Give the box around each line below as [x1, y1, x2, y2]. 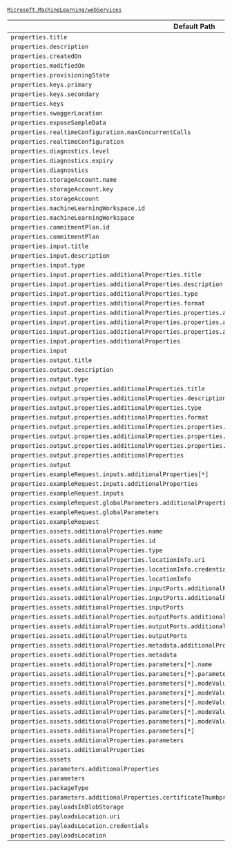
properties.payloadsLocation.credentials [10, 822, 149, 829]
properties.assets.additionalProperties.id [10, 537, 156, 545]
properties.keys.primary [10, 81, 93, 88]
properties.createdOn [10, 53, 81, 60]
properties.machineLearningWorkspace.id [10, 205, 145, 212]
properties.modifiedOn [10, 62, 85, 69]
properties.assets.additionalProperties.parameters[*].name [10, 661, 213, 668]
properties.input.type [10, 261, 85, 269]
